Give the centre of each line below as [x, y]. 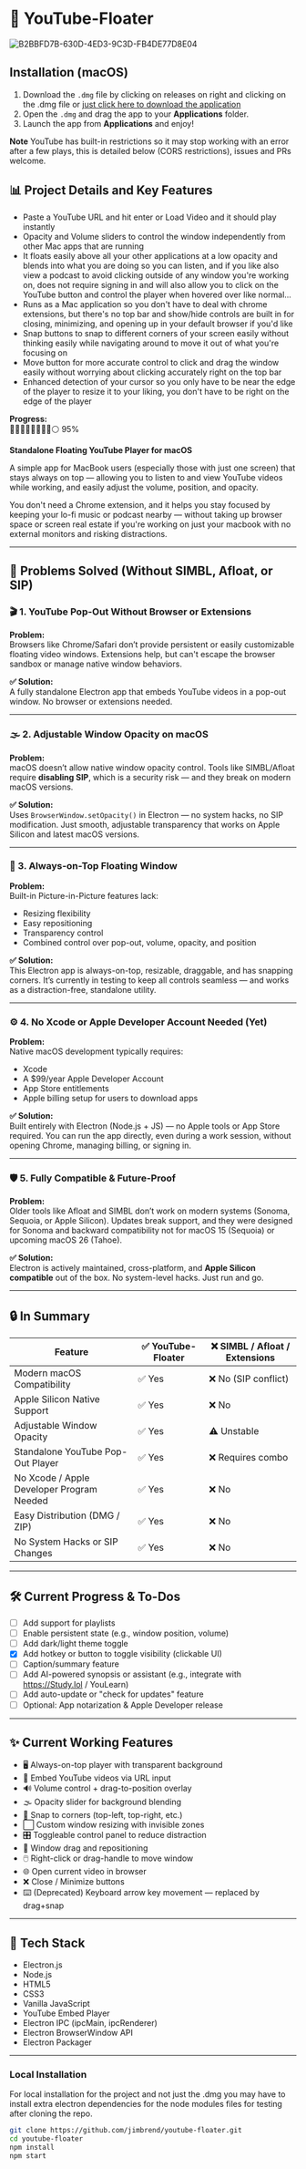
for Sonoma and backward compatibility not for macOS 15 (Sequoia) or [142, 1231]
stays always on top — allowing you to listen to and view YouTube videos [146, 477]
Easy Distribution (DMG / [67, 1515]
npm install [32, 2148]
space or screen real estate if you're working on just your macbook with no [150, 524]
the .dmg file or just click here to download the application [132, 104]
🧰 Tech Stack [47, 1942]
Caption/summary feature [71, 1664]
